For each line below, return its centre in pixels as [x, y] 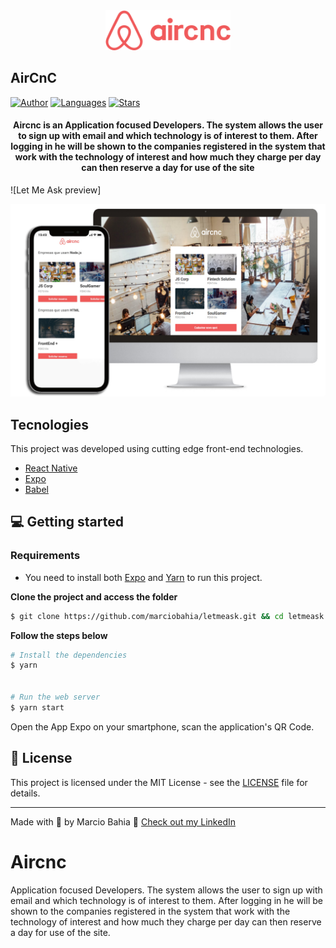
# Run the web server [55, 697]
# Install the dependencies [69, 655]
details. [25, 793]
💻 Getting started [67, 522]
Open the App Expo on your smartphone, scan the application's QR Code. [162, 726]
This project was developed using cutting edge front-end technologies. [157, 448]
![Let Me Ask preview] [56, 190]
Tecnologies [49, 424]
